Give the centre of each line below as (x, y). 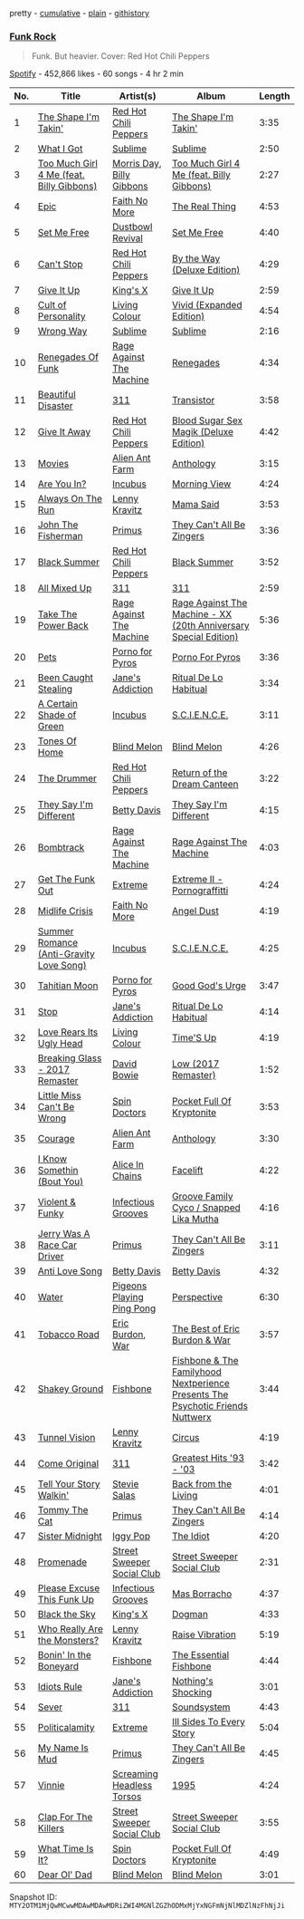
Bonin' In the (65, 1655)
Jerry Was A (64, 1234)
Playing (128, 1297)
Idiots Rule (60, 1687)
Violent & (57, 1202)
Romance (58, 943)
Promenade (62, 1562)
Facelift (187, 1171)
